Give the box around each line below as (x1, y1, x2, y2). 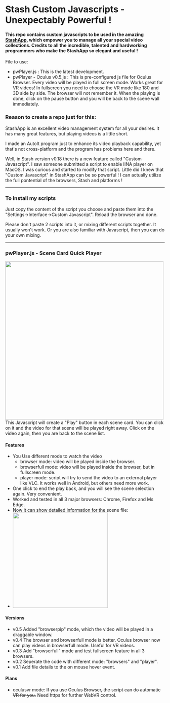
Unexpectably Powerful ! (5, 14, 112, 26)
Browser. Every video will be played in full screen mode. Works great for (12, 80, 163, 86)
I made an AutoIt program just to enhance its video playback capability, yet (5, 140, 161, 147)
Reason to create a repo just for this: (5, 114, 96, 121)
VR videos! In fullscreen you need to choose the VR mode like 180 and (12, 85, 159, 91)
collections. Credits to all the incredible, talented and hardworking (5, 42, 147, 48)
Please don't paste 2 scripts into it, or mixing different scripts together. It (5, 221, 156, 227)
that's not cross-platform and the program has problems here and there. (5, 146, 156, 152)
